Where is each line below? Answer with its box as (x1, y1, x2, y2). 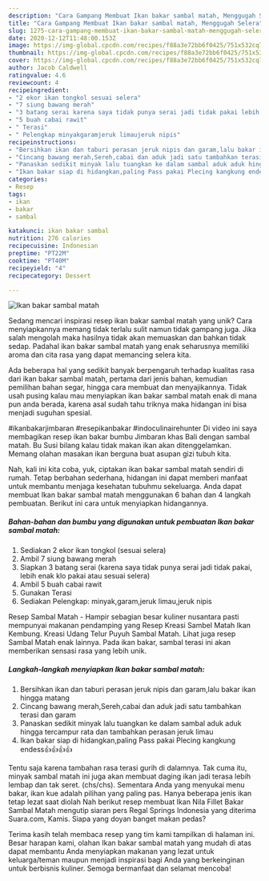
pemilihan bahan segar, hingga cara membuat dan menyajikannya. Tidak (8, 382, 247, 392)
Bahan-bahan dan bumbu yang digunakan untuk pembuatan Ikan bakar (8, 517, 255, 527)
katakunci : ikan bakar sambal (8, 227, 110, 235)
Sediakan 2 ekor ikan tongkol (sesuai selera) (19, 546, 167, 555)
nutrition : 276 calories (8, 234, 91, 242)
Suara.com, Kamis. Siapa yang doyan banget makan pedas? (8, 814, 207, 824)
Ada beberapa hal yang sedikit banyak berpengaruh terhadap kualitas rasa (8, 366, 255, 375)
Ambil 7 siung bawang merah (19, 554, 117, 564)
